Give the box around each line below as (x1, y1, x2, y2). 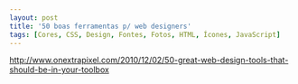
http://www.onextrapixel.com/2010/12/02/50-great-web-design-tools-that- (9, 55, 289, 66)
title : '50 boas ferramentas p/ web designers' (9, 22, 192, 31)
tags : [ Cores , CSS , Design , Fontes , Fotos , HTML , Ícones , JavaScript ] (9, 30, 281, 39)
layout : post (9, 13, 59, 23)
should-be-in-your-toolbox (9, 64, 110, 75)
